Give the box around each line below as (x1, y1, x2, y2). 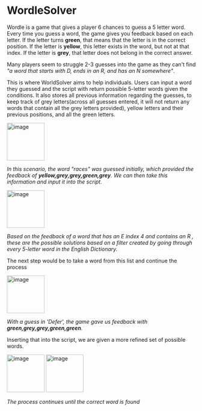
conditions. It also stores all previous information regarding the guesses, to (7, 91, 192, 99)
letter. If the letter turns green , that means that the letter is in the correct (7, 36, 186, 43)
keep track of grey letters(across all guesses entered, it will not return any (7, 97, 190, 105)
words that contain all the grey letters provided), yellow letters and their (7, 104, 184, 111)
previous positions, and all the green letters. (7, 111, 116, 118)
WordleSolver (7, 4, 77, 17)
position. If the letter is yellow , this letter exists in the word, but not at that (7, 43, 189, 50)
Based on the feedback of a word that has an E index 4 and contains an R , (7, 232, 194, 239)
